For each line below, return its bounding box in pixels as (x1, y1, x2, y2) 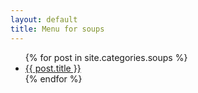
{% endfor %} (24, 72, 83, 85)
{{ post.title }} (24, 62, 82, 74)
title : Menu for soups (10, 24, 105, 34)
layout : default (10, 14, 78, 25)
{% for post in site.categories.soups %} (24, 51, 188, 63)
